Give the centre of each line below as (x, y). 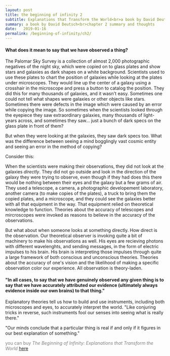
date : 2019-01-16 (26, 29)
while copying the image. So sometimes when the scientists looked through (84, 110)
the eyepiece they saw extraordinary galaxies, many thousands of (74, 115)
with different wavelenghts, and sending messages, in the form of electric (82, 247)
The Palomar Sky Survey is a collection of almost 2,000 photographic (78, 61)
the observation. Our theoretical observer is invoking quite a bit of (74, 236)
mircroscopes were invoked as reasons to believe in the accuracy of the (80, 215)
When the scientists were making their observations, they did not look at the (84, 166)
